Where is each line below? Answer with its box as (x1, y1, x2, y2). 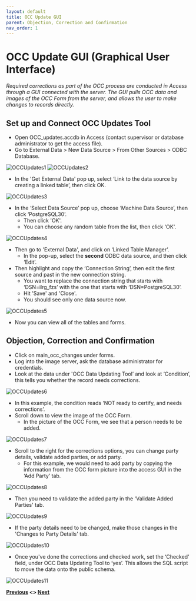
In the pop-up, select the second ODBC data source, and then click (23, 253, 187, 259)
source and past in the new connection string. (14, 271, 127, 278)
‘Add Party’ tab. (23, 472, 61, 479)
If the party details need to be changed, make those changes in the (14, 524, 178, 531)
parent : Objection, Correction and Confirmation (6, 19, 128, 25)
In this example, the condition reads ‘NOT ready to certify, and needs (14, 399, 182, 406)
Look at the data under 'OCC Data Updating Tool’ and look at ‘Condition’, (14, 370, 191, 377)
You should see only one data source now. (23, 296, 127, 303)
